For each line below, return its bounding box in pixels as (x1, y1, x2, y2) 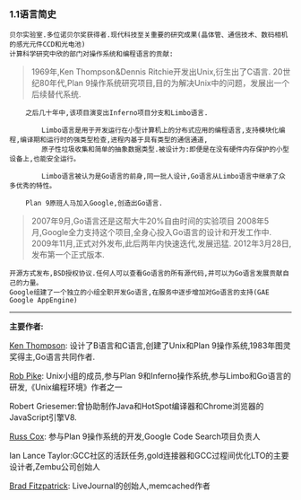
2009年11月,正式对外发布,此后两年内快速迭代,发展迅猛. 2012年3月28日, (30, 238, 292, 249)
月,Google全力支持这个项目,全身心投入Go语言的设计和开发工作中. (30, 227, 272, 238)
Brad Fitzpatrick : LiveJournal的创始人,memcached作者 (9, 480, 211, 491)
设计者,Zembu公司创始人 (9, 461, 101, 472)
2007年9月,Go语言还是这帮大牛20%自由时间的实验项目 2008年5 (30, 215, 270, 226)
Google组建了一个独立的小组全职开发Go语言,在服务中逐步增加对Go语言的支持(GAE (9, 288, 271, 297)
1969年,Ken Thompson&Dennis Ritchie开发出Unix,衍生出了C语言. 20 (30, 66, 283, 77)
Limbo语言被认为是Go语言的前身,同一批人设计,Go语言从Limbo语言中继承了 (41, 172, 279, 181)
